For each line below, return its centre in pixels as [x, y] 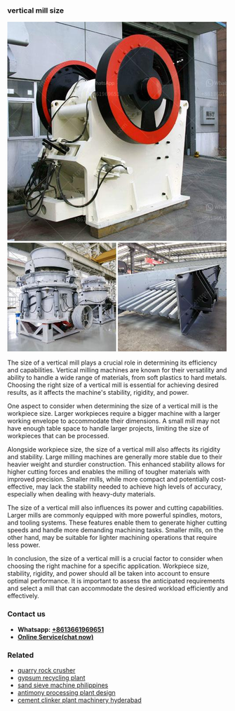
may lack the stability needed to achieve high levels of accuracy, [129, 487]
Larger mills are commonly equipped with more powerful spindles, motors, [115, 515]
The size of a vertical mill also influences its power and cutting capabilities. [116, 508]
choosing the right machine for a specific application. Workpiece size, [108, 566]
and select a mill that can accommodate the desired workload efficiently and [118, 588]
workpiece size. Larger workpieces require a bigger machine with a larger [114, 414]
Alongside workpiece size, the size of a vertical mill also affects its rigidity [114, 449]
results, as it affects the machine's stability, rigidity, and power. [98, 393]
